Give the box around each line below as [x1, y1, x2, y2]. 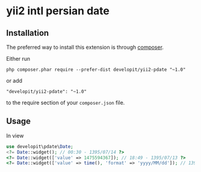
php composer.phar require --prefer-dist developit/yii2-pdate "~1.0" [6, 67, 186, 73]
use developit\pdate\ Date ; [6, 143, 74, 149]
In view [6, 132, 24, 139]
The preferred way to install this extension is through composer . [6, 43, 164, 51]
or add [6, 77, 23, 84]
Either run [6, 55, 31, 62]
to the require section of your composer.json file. [6, 99, 125, 106]
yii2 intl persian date [6, 4, 109, 18]
